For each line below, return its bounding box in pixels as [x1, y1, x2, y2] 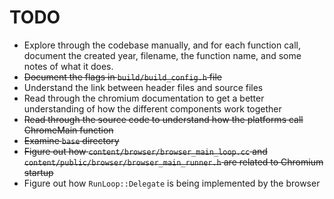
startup [23, 166, 54, 178]
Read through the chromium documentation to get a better [23, 92, 265, 104]
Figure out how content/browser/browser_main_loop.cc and [23, 145, 268, 157]
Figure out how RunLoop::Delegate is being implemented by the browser [23, 177, 321, 189]
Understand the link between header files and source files [23, 81, 264, 93]
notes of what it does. [23, 60, 114, 72]
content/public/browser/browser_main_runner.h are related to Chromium [23, 156, 324, 168]
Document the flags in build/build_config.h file [23, 71, 222, 83]
